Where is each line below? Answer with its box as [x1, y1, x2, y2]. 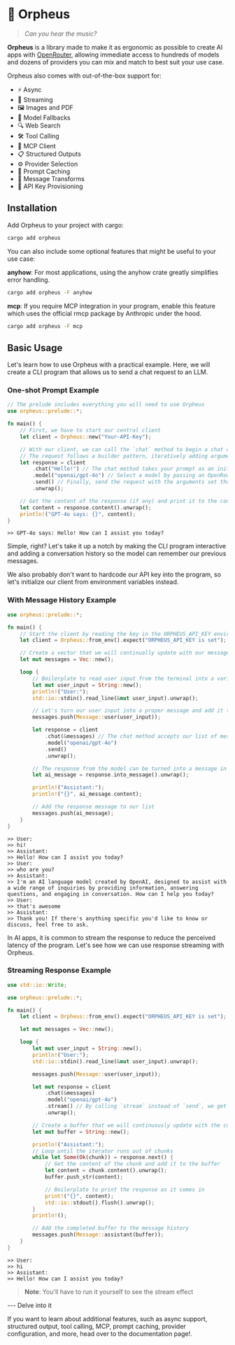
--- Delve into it [7, 1301, 52, 1309]
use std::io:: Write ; [7, 981, 68, 988]
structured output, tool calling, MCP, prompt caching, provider [7, 1322, 187, 1330]
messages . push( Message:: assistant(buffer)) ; [32, 1231, 164, 1239]
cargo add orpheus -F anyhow [7, 289, 92, 296]
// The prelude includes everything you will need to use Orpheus [7, 401, 205, 408]
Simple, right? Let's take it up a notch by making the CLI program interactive [7, 542, 226, 550]
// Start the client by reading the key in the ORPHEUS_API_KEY [20, 630, 211, 637]
